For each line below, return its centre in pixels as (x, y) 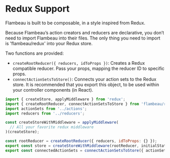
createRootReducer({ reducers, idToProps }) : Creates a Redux (79, 63)
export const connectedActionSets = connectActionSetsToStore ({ (74, 150)
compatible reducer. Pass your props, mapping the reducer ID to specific (89, 68)
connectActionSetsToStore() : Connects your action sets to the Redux (84, 79)
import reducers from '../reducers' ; (45, 113)
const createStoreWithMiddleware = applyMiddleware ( (62, 123)
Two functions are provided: (35, 53)
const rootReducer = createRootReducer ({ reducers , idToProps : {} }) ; (81, 141)
